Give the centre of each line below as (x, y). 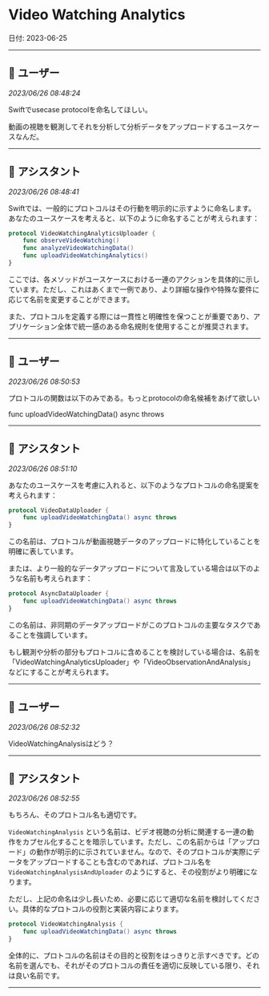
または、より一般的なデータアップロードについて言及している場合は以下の (131, 569)
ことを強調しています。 (53, 635)
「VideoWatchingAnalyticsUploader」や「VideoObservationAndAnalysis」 (131, 662)
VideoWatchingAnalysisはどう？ (61, 744)
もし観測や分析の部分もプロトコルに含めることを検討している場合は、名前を (134, 651)
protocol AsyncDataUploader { (59, 594)
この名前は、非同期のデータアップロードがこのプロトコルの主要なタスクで (131, 625)
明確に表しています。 (43, 551)
